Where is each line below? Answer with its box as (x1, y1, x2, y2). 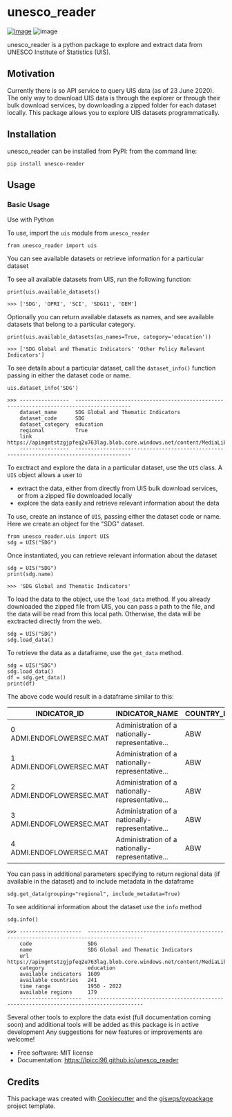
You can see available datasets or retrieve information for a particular (7, 254, 204, 263)
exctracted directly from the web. (7, 617, 102, 625)
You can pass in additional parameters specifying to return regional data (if (7, 870, 220, 878)
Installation (7, 129, 57, 141)
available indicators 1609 (19, 971, 100, 978)
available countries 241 (19, 977, 97, 984)
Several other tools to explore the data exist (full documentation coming (7, 1013, 211, 1021)
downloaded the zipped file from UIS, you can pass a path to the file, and (7, 602, 215, 611)
